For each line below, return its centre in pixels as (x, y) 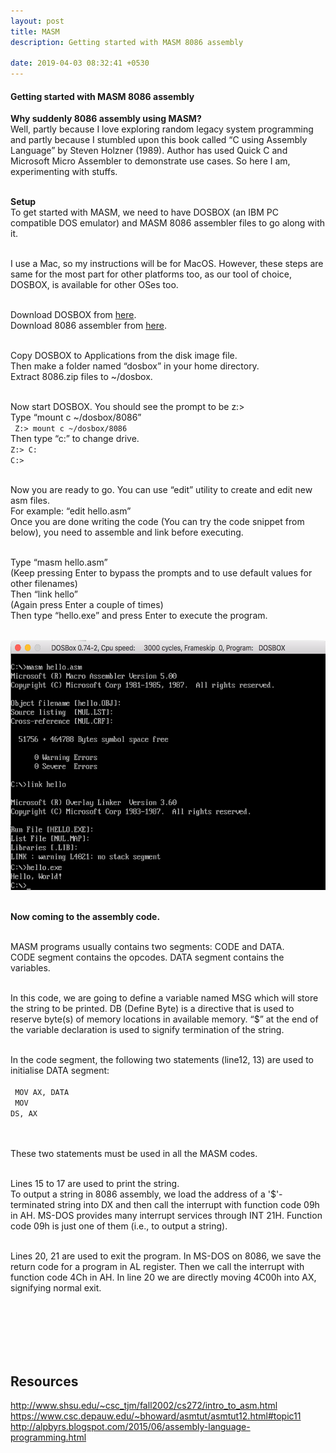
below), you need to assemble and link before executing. (127, 532)
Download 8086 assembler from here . (88, 326)
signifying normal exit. (56, 1288)
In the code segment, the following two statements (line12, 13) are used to (162, 1060)
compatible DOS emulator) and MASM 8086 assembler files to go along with (168, 223)
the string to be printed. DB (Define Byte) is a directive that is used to (152, 1009)
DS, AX (24, 1114)
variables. (30, 968)
